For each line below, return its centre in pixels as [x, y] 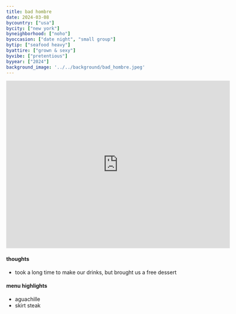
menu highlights [27, 286]
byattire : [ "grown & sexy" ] [41, 51]
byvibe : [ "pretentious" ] [37, 56]
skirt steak [27, 305]
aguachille [27, 299]
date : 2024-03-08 [28, 17]
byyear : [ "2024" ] [28, 61]
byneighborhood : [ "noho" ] [38, 34]
